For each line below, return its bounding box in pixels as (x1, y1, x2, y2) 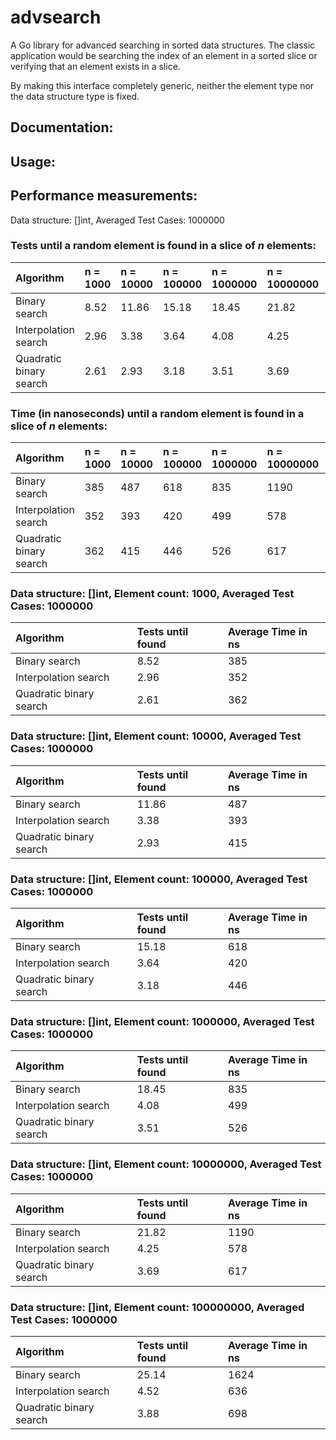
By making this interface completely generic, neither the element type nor (10, 79, 315, 91)
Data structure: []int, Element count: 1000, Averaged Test (10, 587, 295, 601)
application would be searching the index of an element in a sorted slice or (10, 49, 318, 61)
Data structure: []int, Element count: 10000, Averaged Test (10, 729, 302, 743)
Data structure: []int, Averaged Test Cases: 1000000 (10, 214, 225, 226)
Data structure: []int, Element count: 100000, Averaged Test (10, 872, 308, 886)
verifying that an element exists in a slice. (10, 60, 181, 72)
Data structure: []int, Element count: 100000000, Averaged (10, 1300, 305, 1314)
